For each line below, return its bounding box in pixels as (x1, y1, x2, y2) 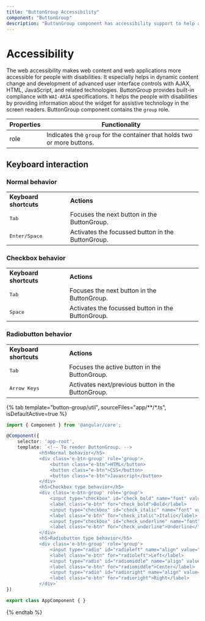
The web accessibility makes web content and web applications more (6, 67, 181, 74)
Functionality (101, 121, 141, 129)
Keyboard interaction (6, 159, 88, 169)
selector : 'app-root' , (17, 439, 75, 445)
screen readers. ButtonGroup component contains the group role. (6, 106, 170, 113)
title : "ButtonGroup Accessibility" (6, 9, 99, 15)
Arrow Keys (9, 385, 40, 392)
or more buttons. (46, 138, 95, 147)
